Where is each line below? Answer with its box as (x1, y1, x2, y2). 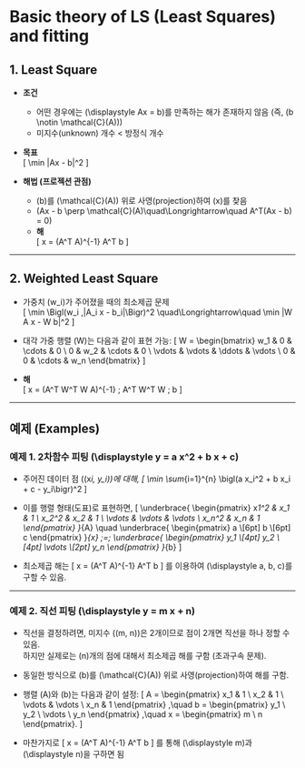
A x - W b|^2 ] (22, 316, 75, 327)
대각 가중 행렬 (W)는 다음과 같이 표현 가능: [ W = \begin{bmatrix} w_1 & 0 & (22, 335, 292, 346)
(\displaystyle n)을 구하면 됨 (22, 748, 125, 759)
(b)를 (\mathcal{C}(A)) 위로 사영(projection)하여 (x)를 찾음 (35, 196, 248, 206)
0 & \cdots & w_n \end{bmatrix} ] (22, 355, 146, 366)
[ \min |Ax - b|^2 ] (22, 157, 89, 167)
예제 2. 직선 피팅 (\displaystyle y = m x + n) (9, 605, 195, 618)
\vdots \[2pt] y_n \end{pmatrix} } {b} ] (44, 541, 182, 552)
